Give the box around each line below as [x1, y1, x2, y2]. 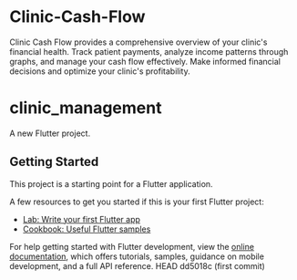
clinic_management [9, 98, 162, 119]
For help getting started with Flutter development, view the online [9, 241, 255, 252]
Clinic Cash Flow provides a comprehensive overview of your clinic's [9, 36, 268, 47]
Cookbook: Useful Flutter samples [22, 223, 151, 234]
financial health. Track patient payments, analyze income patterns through [9, 46, 289, 57]
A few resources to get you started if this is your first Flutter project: [9, 196, 264, 207]
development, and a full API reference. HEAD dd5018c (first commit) [9, 260, 266, 271]
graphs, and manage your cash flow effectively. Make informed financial [9, 56, 281, 67]
